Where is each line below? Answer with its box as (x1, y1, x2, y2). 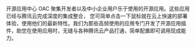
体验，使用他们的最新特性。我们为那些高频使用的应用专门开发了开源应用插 (6, 20, 186, 26)
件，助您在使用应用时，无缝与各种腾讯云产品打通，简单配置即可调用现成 (6, 27, 181, 34)
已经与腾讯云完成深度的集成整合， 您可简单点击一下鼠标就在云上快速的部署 (6, 12, 188, 19)
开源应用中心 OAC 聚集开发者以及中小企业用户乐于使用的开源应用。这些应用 (6, 5, 190, 12)
